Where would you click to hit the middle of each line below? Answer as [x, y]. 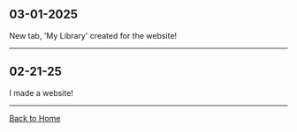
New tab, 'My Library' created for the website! [93, 35]
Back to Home [35, 118]
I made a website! [41, 92]
